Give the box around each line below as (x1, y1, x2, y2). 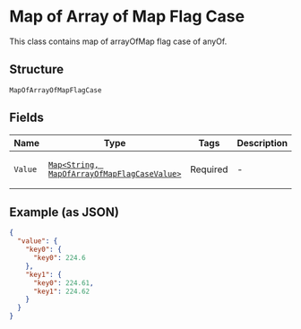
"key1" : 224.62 (32, 287, 90, 296)
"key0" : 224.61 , (32, 278, 94, 288)
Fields (9, 110, 45, 126)
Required (189, 163, 228, 176)
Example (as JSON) (9, 204, 119, 220)
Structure (9, 62, 64, 77)
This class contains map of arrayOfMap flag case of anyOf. (9, 36, 228, 47)
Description (236, 136, 288, 149)
